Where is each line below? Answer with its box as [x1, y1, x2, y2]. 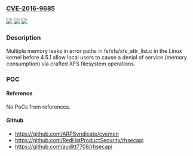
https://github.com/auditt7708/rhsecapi [14, 143, 112, 150]
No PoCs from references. [6, 103, 71, 110]
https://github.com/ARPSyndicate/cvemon [14, 130, 120, 137]
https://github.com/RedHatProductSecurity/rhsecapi [14, 136, 144, 143]
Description [6, 34, 41, 42]
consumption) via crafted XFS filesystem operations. [6, 60, 136, 67]
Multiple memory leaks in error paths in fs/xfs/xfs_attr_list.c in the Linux [6, 47, 182, 55]
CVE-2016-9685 [6, 4, 56, 13]
